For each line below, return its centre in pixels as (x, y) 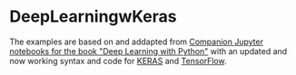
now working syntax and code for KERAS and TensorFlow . (118, 61)
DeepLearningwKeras (93, 17)
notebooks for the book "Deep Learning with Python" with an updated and (148, 51)
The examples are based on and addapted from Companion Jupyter (136, 42)
